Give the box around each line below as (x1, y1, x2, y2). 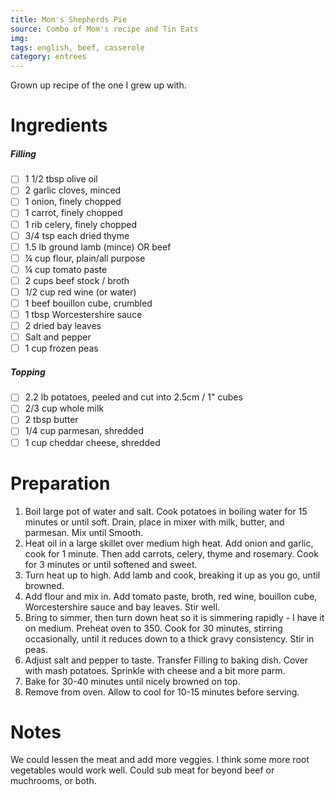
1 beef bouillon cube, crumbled (24, 297, 153, 309)
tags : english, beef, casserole (10, 42, 145, 53)
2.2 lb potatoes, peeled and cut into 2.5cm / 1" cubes (24, 391, 243, 403)
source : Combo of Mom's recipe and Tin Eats (10, 24, 199, 34)
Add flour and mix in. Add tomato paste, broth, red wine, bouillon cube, (24, 590, 318, 602)
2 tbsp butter (24, 414, 79, 426)
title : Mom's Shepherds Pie (10, 14, 128, 25)
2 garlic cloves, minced (24, 184, 122, 196)
